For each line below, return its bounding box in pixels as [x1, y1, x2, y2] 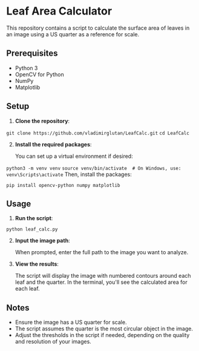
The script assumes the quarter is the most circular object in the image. [15, 325, 194, 332]
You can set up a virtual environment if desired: [15, 153, 133, 160]
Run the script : [15, 215, 53, 222]
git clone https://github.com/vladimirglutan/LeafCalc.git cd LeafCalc [6, 130, 189, 136]
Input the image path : [15, 237, 71, 244]
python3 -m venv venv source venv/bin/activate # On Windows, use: [6, 165, 181, 171]
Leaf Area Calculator [6, 4, 113, 18]
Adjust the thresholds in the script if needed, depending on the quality [15, 332, 190, 339]
